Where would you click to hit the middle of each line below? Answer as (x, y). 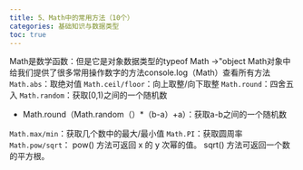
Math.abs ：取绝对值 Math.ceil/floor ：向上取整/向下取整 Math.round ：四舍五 (152, 84)
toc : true (28, 34)
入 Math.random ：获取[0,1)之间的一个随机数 (88, 95)
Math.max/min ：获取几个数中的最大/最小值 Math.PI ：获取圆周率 (126, 134)
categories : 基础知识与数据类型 (64, 26)
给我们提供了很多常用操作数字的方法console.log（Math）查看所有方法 (140, 72)
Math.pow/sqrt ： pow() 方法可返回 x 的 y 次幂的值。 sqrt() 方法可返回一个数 (150, 145)
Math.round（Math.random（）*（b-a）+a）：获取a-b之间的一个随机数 (155, 115)
